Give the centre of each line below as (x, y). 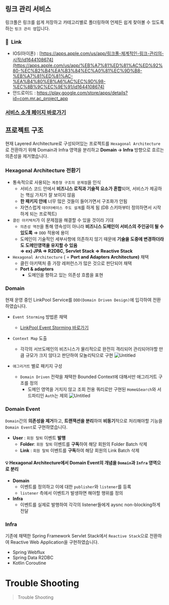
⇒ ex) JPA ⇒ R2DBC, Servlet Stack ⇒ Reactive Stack (76, 251)
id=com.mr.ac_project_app (40, 99)
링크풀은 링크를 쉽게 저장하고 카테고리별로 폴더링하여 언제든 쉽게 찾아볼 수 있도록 (85, 22)
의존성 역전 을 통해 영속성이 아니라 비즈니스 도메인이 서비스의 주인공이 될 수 (92, 226)
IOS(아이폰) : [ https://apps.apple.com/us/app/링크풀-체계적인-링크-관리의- (88, 53)
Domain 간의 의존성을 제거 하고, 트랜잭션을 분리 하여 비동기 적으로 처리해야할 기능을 (84, 420)
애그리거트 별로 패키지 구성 (37, 366)
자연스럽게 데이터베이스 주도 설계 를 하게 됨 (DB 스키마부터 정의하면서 (86, 208)
